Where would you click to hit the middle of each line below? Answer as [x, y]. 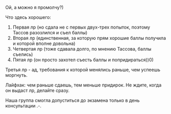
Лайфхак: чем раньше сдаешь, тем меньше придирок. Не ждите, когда [83, 85]
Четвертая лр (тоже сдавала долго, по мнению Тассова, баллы [82, 49]
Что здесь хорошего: [28, 17]
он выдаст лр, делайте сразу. [37, 90]
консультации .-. [24, 106]
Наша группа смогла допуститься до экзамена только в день [72, 100]
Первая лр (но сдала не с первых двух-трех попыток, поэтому [81, 27]
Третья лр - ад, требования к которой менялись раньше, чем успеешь [83, 70]
